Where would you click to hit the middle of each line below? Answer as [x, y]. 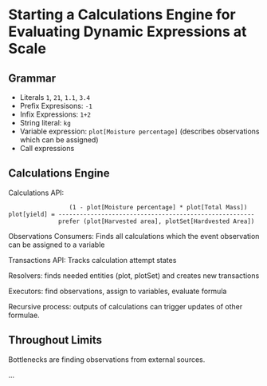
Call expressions [47, 148]
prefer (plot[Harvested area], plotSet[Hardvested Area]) [157, 221]
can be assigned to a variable [57, 245]
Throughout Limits [55, 340]
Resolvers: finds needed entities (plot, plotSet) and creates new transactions [134, 275]
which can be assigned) [59, 140]
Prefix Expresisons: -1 [56, 106]
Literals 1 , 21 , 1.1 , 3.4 [55, 97]
